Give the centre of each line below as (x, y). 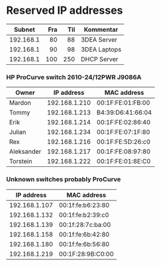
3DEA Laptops (101, 49)
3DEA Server (99, 40)
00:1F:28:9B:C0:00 (86, 254)
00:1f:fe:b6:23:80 (84, 205)
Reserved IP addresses (65, 11)
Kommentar (101, 29)
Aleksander (25, 152)
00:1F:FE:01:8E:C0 (124, 162)
